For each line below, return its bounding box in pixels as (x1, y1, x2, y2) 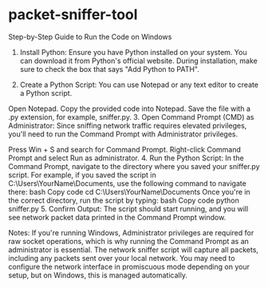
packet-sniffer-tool (8, 6, 138, 24)
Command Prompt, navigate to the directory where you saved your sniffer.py (8, 161, 260, 171)
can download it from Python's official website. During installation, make (19, 56, 258, 65)
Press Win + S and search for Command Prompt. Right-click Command (8, 144, 242, 154)
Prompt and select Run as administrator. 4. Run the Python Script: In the (8, 153, 245, 163)
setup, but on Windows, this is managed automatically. (8, 270, 187, 280)
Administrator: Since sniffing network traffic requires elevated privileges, (8, 120, 247, 130)
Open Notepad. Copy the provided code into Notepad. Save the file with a (8, 104, 251, 113)
